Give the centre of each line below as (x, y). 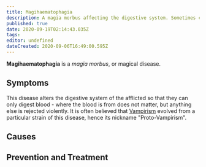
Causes (21, 137)
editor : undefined (30, 41)
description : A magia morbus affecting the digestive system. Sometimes (101, 18)
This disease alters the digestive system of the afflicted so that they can (97, 98)
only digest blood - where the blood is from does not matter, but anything (99, 104)
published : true (27, 23)
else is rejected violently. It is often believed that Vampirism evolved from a (101, 111)
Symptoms (28, 83)
